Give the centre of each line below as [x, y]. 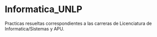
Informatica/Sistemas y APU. [35, 28]
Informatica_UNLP [44, 9]
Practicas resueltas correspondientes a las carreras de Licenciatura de [78, 23]
